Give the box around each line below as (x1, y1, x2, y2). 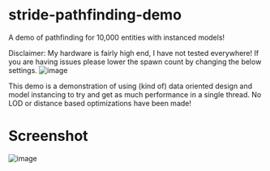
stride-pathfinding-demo (8, 6, 182, 24)
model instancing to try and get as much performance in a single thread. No (8, 89, 262, 99)
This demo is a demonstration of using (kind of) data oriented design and (8, 81, 253, 91)
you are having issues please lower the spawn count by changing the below (8, 57, 262, 66)
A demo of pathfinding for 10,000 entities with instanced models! (8, 32, 225, 42)
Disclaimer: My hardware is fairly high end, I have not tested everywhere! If (8, 48, 259, 58)
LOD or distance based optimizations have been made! (8, 98, 192, 108)
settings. (8, 65, 38, 75)
